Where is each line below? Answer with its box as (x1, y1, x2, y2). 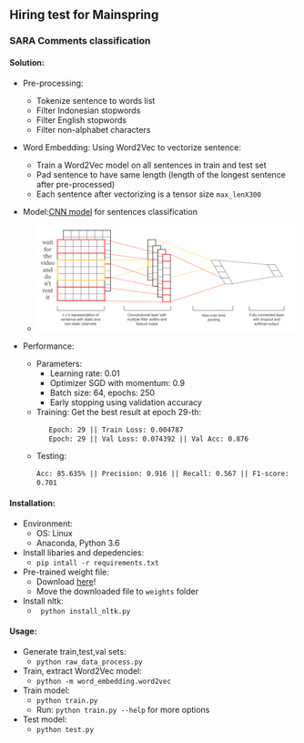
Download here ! (35, 575, 96, 586)
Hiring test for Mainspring (9, 7, 159, 23)
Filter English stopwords (35, 114, 127, 126)
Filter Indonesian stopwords (35, 105, 141, 116)
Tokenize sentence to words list (35, 95, 156, 106)
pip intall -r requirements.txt (35, 558, 159, 567)
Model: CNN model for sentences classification (22, 206, 198, 217)
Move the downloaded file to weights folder (35, 585, 198, 596)
